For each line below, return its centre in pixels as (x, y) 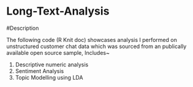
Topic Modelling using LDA (49, 77)
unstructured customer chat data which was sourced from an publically (96, 46)
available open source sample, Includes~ (58, 52)
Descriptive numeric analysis (52, 64)
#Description (23, 28)
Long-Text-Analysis (58, 11)
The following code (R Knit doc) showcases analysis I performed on (92, 40)
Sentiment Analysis (40, 71)
